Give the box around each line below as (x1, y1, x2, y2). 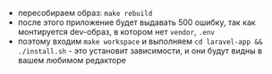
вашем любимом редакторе (17, 55, 127, 65)
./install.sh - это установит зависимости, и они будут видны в (17, 45, 262, 56)
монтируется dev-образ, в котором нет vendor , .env (17, 27, 215, 37)
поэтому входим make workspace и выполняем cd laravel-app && (17, 36, 263, 46)
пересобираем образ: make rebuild (17, 8, 153, 18)
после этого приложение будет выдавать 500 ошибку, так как (17, 17, 257, 28)
